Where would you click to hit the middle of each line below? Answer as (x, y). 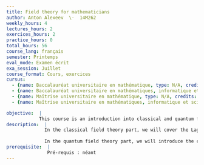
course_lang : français (35, 52)
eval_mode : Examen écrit (38, 62)
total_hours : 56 (27, 46)
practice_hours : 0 (29, 40)
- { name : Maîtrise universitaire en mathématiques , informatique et (100, 102)
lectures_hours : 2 (29, 29)
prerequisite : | (28, 147)
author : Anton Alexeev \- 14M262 (51, 18)
